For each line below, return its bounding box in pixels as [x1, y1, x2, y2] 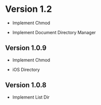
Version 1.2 [5, 3, 52, 15]
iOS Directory [12, 66, 40, 72]
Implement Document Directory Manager [12, 29, 96, 35]
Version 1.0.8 [5, 81, 47, 90]
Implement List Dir [12, 94, 50, 100]
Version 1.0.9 [5, 44, 47, 52]
